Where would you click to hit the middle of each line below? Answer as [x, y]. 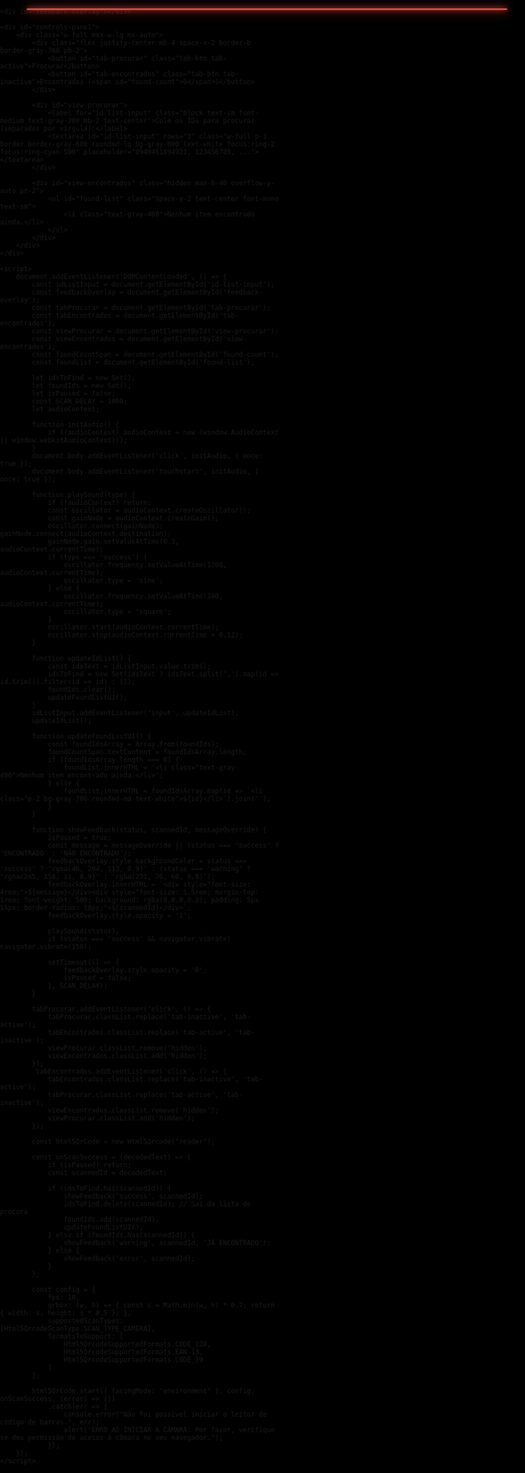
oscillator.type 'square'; [117, 612]
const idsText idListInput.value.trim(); [129, 666]
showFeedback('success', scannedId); [133, 1196]
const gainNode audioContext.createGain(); [133, 518]
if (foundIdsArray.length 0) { [113, 760]
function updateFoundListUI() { [92, 736]
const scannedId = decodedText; [108, 1173]
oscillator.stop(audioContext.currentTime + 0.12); [145, 635]
